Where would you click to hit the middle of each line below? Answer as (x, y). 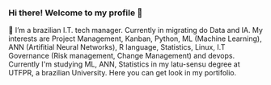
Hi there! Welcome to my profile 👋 (76, 13)
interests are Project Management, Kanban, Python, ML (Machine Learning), (135, 38)
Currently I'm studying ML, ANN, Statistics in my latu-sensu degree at (124, 64)
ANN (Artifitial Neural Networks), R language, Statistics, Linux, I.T (117, 47)
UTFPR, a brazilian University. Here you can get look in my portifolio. (123, 73)
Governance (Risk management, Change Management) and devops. (122, 56)
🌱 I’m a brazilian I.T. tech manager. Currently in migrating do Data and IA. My (135, 30)
